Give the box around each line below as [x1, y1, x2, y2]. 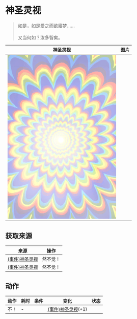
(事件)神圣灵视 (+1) [47, 306, 88, 312]
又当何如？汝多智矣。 [17, 34, 63, 40]
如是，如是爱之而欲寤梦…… [17, 23, 75, 29]
